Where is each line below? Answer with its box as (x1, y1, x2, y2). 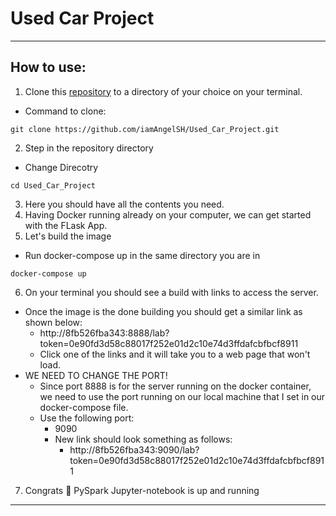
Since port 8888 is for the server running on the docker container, (39, 380, 312, 392)
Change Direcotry (24, 161, 99, 173)
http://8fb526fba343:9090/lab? (69, 443, 200, 456)
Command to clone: (24, 105, 107, 117)
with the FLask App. (24, 219, 108, 231)
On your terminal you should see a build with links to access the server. (24, 286, 319, 298)
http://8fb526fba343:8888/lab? (39, 327, 170, 339)
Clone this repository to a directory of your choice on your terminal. (24, 85, 303, 97)
